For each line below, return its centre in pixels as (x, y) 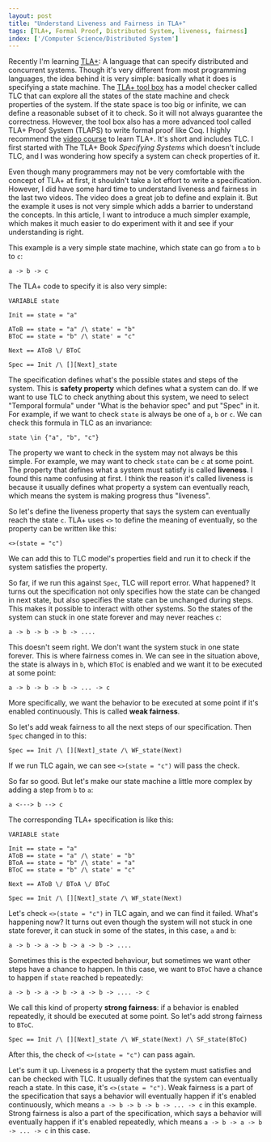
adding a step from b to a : (51, 790)
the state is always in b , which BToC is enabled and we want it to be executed (135, 664)
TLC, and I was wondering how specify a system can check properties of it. (134, 156)
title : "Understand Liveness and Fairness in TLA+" (97, 23)
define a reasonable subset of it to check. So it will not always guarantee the (135, 113)
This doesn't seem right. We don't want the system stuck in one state (124, 647)
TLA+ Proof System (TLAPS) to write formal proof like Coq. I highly (120, 130)
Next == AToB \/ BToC (45, 351)
